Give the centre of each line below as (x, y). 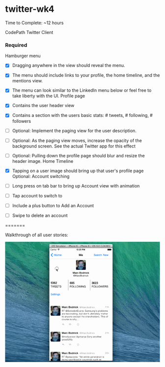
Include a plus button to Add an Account (53, 205)
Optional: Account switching (41, 176)
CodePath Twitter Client (29, 32)
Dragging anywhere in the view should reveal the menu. (69, 66)
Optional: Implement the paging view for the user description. (74, 130)
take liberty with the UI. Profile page (48, 96)
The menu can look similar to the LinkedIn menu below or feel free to (82, 90)
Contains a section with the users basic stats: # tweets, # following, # (82, 115)
